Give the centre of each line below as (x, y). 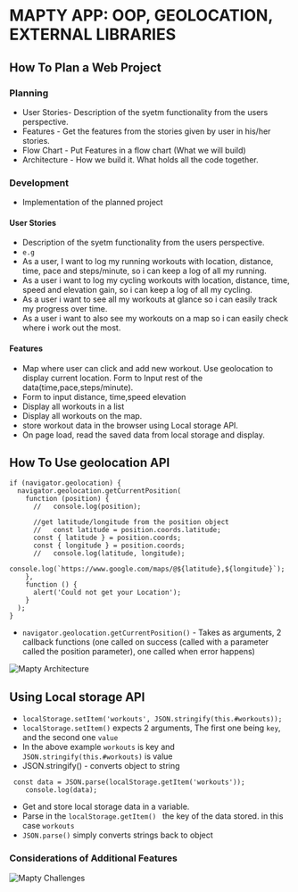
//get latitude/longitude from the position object (131, 522)
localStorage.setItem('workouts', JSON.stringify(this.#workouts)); (152, 720)
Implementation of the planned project (92, 203)
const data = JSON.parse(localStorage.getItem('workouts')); (129, 782)
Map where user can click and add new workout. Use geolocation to (148, 368)
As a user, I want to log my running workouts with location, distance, (148, 262)
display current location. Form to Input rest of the (112, 378)
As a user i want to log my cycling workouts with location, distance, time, (156, 280)
